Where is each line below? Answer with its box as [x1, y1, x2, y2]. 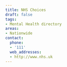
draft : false [5, 12, 33, 17]
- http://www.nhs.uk [10, 54, 53, 59]
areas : [5, 26, 19, 31]
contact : [5, 36, 24, 41]
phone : [10, 40, 24, 45]
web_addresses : [10, 49, 42, 54]
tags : [5, 17, 17, 22]
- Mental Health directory [5, 21, 62, 27]
